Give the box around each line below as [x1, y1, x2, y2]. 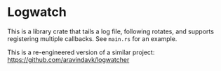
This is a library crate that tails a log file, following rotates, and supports [7, 27, 214, 35]
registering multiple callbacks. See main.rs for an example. [7, 34, 178, 42]
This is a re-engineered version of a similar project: [7, 48, 155, 56]
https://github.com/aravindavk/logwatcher [7, 55, 130, 63]
